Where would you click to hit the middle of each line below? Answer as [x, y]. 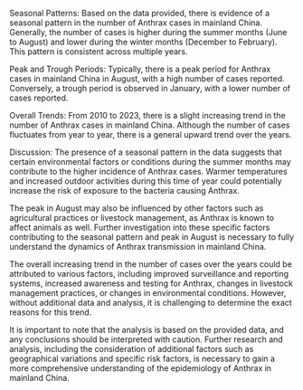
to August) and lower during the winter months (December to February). [143, 42]
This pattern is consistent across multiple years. [99, 52]
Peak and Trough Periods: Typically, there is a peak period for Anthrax [140, 69]
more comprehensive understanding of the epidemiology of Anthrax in [141, 368]
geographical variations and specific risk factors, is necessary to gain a [142, 358]
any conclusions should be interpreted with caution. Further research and [146, 339]
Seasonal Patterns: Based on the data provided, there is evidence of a [139, 13]
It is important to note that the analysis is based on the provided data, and [147, 330]
